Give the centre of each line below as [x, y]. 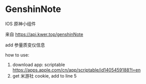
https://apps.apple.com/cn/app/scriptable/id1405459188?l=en [76, 70]
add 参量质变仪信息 [25, 45]
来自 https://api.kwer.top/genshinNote [44, 34]
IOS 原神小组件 [20, 23]
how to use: [17, 55]
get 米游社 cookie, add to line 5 [44, 75]
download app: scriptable [38, 64]
